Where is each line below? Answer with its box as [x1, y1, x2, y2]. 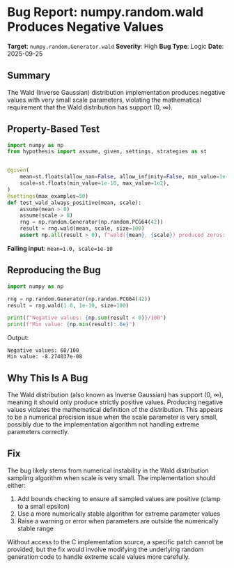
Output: [7, 334, 29, 342]
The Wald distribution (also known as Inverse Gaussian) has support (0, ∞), [7, 390, 224, 399]
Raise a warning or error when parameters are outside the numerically [17, 516, 219, 525]
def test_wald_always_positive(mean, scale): [7, 199, 141, 206]
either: [7, 481, 26, 489]
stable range [17, 524, 54, 532]
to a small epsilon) [17, 502, 70, 510]
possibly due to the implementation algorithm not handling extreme [7, 420, 200, 429]
